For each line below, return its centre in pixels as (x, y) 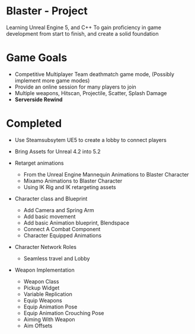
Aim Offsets (38, 326)
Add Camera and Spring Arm (59, 210)
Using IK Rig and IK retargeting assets (70, 187)
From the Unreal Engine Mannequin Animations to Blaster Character (106, 174)
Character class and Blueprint (51, 198)
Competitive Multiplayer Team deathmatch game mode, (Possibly (95, 74)
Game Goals (37, 58)
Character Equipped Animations (63, 235)
